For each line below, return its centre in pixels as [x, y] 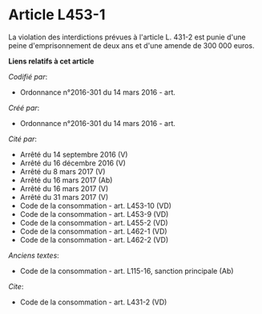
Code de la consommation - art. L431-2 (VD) [93, 302]
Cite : [16, 286]
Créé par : [24, 108]
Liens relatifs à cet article [51, 61]
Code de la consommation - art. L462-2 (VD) [94, 239]
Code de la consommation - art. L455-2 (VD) [94, 222]
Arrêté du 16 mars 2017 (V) [64, 188]
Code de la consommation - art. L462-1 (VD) [93, 231]
